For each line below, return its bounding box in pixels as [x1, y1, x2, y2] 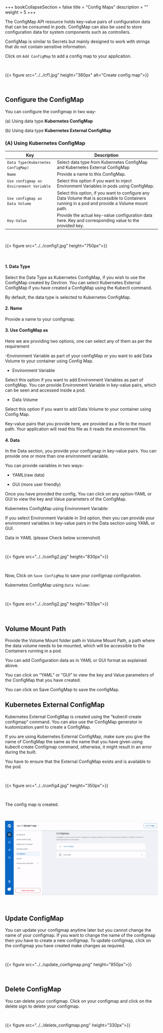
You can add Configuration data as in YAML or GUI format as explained [5, 657, 147, 663]
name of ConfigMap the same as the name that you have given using [5, 738, 143, 744]
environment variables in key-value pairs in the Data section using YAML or [5, 520, 155, 526]
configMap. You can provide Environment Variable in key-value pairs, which [5, 382, 157, 388]
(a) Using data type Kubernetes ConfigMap [5, 118, 93, 124]
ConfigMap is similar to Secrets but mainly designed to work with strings [5, 39, 150, 44]
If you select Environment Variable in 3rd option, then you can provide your [5, 515, 155, 521]
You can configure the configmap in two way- [5, 108, 97, 114]
